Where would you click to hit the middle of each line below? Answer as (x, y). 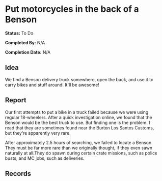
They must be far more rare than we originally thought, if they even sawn (79, 148)
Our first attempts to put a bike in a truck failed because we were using (77, 112)
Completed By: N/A (25, 42)
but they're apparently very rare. (38, 133)
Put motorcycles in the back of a (72, 9)
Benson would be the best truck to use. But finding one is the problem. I (78, 122)
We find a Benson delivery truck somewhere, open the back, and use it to (79, 79)
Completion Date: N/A (28, 52)
